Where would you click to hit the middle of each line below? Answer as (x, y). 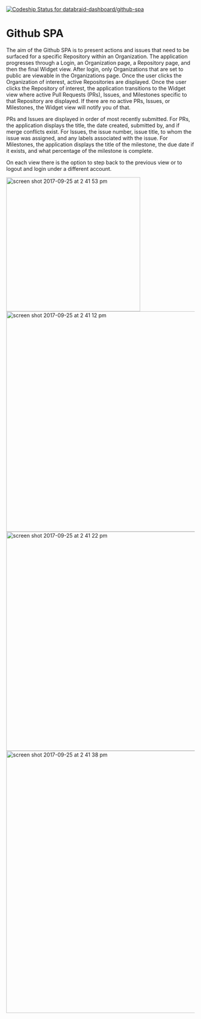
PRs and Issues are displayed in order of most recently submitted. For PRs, (98, 119)
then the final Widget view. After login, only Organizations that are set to (95, 69)
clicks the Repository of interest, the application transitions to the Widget (96, 88)
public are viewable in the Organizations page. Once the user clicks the (94, 76)
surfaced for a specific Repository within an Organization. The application (97, 56)
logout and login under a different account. (59, 168)
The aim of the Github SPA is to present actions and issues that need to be (98, 50)
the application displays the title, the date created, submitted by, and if (93, 125)
